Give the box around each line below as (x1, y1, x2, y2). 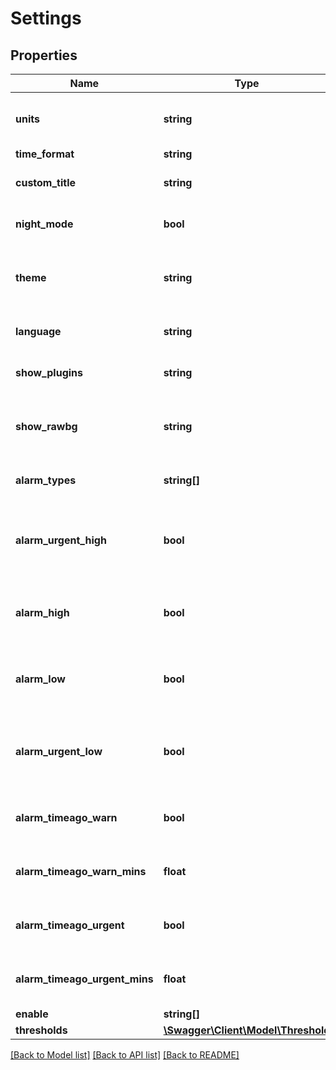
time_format (15, 147, 75, 161)
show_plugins (15, 366, 84, 379)
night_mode (15, 217, 74, 231)
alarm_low (15, 672, 66, 686)
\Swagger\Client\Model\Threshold (163, 1023, 331, 1037)
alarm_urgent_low (15, 745, 103, 758)
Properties (10, 47, 78, 64)
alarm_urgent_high (15, 533, 107, 547)
